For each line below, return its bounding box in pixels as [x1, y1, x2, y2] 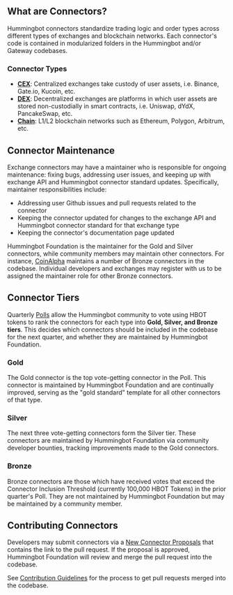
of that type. [7, 396, 43, 404]
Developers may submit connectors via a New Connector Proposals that [7, 538, 214, 547]
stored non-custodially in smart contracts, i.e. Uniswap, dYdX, [17, 102, 195, 110]
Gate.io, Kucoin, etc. [17, 87, 76, 96]
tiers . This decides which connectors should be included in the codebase [7, 325, 218, 334]
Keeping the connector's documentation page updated [17, 228, 175, 237]
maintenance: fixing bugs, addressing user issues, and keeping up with [7, 170, 211, 179]
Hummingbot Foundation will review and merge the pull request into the [7, 553, 212, 561]
